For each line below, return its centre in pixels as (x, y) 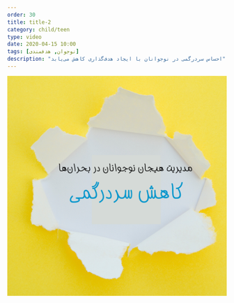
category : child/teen (39, 29)
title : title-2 (29, 22)
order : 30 (22, 15)
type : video (24, 37)
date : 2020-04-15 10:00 (42, 44)
